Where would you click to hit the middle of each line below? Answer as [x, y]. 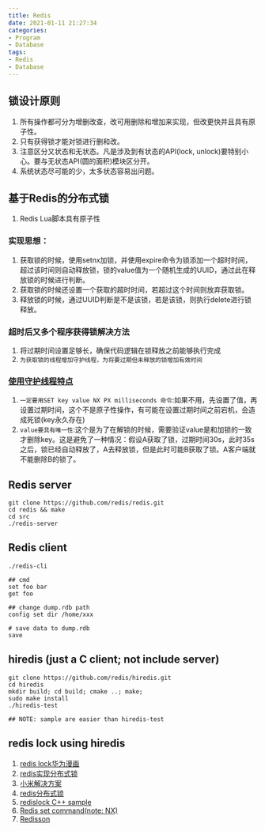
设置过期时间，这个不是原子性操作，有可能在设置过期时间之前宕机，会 [134, 410]
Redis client [38, 548]
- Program [25, 38]
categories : [28, 30]
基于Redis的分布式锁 [59, 198]
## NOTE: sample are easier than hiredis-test [86, 719]
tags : [17, 52]
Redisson [35, 818]
